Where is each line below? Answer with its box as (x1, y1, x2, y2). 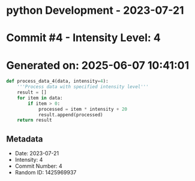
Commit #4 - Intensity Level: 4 (6, 31, 161, 45)
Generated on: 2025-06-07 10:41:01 (6, 58, 190, 72)
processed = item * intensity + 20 (38, 106, 128, 112)
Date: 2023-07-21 (14, 150, 59, 157)
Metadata (6, 134, 43, 144)
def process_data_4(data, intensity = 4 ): (6, 79, 109, 85)
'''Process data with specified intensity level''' (17, 84, 149, 90)
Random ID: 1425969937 (14, 169, 77, 176)
